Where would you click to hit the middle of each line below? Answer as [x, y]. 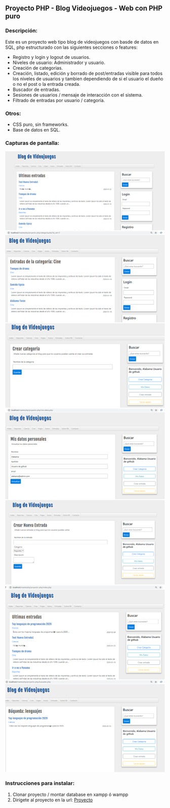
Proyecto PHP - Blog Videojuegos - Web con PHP [84, 8]
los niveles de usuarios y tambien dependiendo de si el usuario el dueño [88, 79]
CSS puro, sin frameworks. [40, 124]
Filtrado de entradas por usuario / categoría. [59, 100]
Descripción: [22, 31]
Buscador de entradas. [36, 89]
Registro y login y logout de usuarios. [51, 57]
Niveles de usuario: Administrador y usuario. [59, 62]
